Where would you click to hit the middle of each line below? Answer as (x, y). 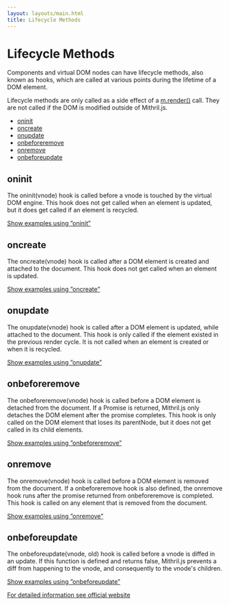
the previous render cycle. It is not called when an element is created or (108, 342)
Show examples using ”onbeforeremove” (64, 443)
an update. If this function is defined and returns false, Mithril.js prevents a (112, 561)
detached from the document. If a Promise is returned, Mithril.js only (103, 408)
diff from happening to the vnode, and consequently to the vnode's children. (114, 569)
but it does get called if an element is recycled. (73, 210)
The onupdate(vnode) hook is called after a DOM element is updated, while (113, 327)
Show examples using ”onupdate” (55, 362)
